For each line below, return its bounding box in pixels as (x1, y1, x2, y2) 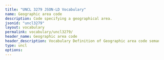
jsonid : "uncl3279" (5, 20, 45, 26)
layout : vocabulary (5, 25, 45, 30)
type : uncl (5, 43, 27, 48)
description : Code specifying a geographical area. (5, 16, 112, 21)
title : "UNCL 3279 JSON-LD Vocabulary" (5, 7, 86, 12)
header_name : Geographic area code (5, 34, 78, 39)
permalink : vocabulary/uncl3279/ (5, 30, 73, 34)
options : (5, 47, 23, 52)
